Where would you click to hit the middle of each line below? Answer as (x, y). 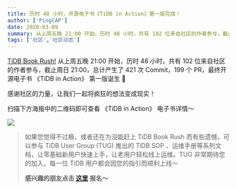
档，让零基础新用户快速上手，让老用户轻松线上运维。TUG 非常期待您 (125, 154)
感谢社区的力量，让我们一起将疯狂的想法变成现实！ (81, 94)
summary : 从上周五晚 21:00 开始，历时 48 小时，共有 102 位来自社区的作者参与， (115, 33)
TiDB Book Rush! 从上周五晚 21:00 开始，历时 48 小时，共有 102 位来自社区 (116, 61)
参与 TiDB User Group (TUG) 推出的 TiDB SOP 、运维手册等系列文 (126, 146)
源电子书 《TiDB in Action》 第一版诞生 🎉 (67, 79)
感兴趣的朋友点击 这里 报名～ (66, 178)
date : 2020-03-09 (33, 27)
